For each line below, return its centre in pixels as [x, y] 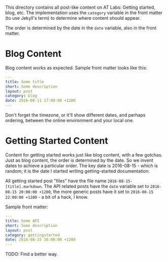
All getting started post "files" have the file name [56, 181]
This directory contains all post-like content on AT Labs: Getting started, [80, 7]
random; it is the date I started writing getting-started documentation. [78, 171]
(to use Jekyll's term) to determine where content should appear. [73, 18]
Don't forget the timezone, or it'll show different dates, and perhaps [75, 115]
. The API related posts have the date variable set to [95, 186]
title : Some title [25, 82]
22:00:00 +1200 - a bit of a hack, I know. [47, 197]
